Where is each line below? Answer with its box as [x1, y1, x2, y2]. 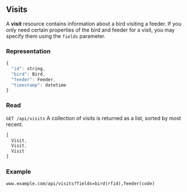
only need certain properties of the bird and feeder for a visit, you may [6, 26, 175, 33]
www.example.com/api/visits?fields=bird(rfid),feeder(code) [6, 181, 156, 187]
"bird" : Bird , [11, 71, 45, 77]
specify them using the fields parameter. [6, 32, 106, 40]
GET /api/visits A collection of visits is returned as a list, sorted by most [6, 114, 182, 121]
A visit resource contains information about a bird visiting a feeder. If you [6, 20, 182, 27]
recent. [6, 121, 23, 128]
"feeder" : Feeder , [11, 76, 57, 82]
